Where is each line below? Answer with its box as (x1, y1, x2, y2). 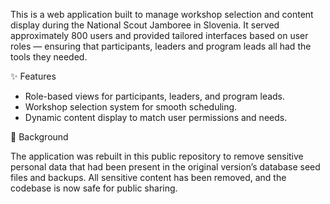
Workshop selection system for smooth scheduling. (24, 101, 238, 113)
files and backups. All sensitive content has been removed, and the (10, 172, 287, 183)
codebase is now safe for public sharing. (10, 182, 178, 194)
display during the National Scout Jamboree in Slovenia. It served (10, 19, 280, 31)
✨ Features (10, 70, 57, 82)
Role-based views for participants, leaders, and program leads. (24, 90, 286, 102)
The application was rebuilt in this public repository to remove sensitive (10, 150, 304, 162)
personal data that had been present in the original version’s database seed (10, 161, 321, 173)
